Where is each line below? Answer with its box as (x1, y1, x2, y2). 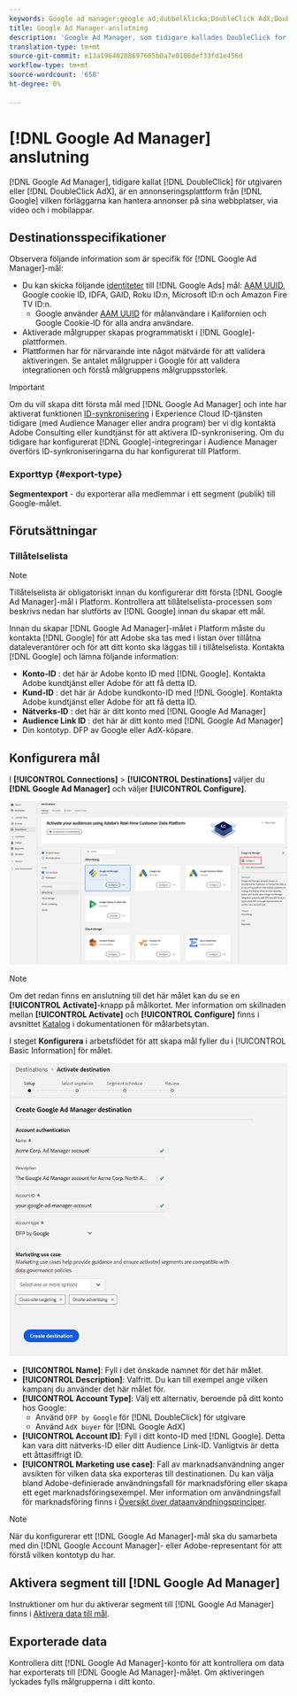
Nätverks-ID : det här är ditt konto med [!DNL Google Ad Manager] (21, 706, 267, 717)
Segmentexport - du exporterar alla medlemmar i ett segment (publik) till (9, 488, 276, 499)
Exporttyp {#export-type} (9, 468, 123, 481)
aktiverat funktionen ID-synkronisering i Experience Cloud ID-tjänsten (9, 408, 263, 420)
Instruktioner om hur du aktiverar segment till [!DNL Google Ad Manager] (9, 1599, 274, 1610)
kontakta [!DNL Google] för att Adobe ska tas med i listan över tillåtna (9, 633, 262, 644)
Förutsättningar (9, 523, 97, 539)
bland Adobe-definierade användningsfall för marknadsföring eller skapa (21, 1478, 288, 1489)
